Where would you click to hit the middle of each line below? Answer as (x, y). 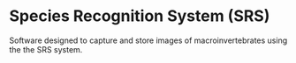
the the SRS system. (46, 49)
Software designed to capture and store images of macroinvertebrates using (148, 40)
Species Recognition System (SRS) (140, 16)
